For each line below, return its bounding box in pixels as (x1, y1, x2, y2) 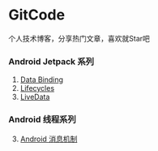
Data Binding (19, 75, 63, 84)
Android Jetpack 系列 (8, 55, 95, 67)
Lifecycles (19, 84, 55, 93)
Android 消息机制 (19, 134, 78, 144)
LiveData (19, 92, 50, 102)
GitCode (8, 6, 66, 24)
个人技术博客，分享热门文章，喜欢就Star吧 (8, 33, 150, 43)
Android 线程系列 (8, 114, 77, 125)
